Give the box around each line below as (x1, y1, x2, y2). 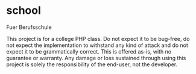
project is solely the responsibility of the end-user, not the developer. (6, 61, 178, 68)
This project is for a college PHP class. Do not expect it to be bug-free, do (6, 35, 190, 42)
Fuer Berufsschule (6, 23, 52, 31)
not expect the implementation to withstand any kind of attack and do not (6, 42, 189, 49)
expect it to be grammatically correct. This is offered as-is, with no (6, 48, 172, 55)
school (6, 4, 41, 17)
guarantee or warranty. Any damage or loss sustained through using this (6, 54, 186, 61)
